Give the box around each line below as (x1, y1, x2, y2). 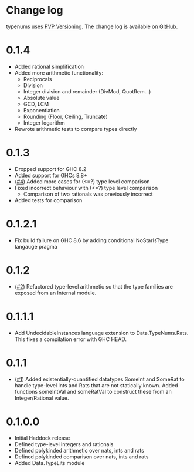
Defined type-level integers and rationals (14, 440, 114, 447)
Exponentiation (23, 106, 60, 113)
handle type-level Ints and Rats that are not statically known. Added (14, 381, 178, 389)
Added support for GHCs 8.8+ (14, 172, 88, 179)
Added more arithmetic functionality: (14, 69, 104, 76)
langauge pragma (14, 243, 57, 250)
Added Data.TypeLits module (14, 459, 85, 466)
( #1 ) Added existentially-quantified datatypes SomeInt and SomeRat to (14, 376, 185, 383)
